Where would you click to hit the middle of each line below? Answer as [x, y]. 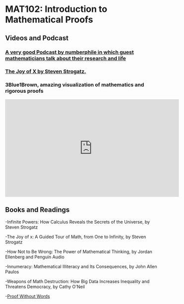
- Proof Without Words [28, 296]
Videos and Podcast [37, 38]
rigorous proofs [24, 91]
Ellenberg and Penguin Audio [35, 257]
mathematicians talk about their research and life [66, 58]
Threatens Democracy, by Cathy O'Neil [45, 287]
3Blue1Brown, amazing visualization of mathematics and [75, 85]
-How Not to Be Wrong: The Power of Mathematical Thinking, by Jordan [79, 251]
